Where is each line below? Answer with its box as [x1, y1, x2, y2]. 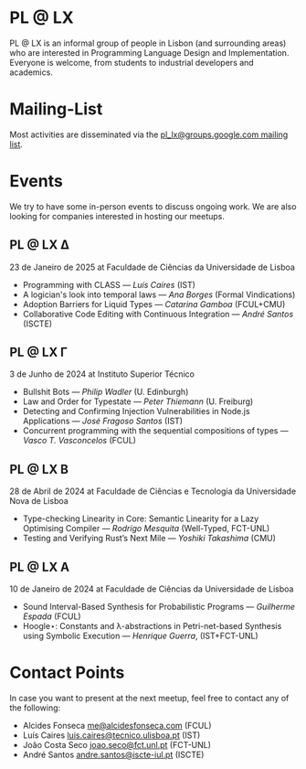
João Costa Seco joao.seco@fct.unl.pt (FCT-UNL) [22, 740, 212, 750]
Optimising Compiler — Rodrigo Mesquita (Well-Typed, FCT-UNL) [22, 523, 270, 534]
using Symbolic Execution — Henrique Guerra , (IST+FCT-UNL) [22, 630, 259, 642]
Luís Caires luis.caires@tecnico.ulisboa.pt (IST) [22, 730, 201, 741]
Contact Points [9, 662, 125, 683]
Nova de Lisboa [9, 496, 69, 507]
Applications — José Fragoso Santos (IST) [22, 415, 184, 427]
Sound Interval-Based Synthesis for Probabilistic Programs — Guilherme [22, 602, 295, 613]
